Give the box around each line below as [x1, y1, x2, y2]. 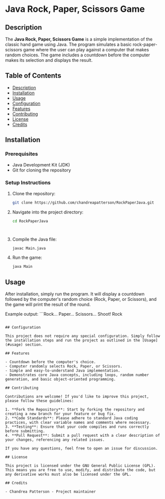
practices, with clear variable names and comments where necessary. [5, 420, 152, 425]
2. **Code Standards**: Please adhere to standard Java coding [5, 416, 138, 421]
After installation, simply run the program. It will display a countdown [5, 291, 145, 297]
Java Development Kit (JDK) [12, 162, 70, 167]
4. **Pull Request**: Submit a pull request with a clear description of [5, 433, 161, 438]
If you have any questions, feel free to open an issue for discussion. [5, 446, 158, 451]
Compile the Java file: [12, 236, 57, 242]
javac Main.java [12, 246, 46, 250]
